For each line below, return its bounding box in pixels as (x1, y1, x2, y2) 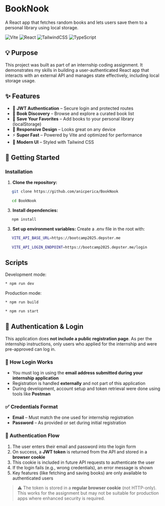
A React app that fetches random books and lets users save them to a (5, 19, 148, 25)
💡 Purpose (5, 49, 38, 57)
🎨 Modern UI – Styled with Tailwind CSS (12, 139, 94, 145)
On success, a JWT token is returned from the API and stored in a (12, 448, 148, 454)
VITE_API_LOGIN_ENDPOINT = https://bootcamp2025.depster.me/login (11, 245, 148, 250)
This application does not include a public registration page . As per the (5, 335, 152, 341)
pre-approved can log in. (5, 346, 56, 352)
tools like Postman (12, 390, 51, 397)
